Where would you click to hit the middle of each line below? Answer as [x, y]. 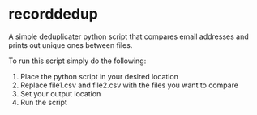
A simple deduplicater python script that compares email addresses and [128, 36]
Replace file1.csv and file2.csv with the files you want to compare [129, 85]
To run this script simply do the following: [77, 61]
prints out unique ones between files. [71, 45]
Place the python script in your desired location [99, 76]
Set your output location [60, 93]
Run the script [43, 102]
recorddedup [54, 14]
